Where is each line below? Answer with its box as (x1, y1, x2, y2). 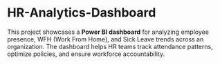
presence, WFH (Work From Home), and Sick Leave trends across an (7, 35, 204, 43)
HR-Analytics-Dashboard (7, 5, 156, 21)
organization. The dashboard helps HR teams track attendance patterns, (7, 42, 213, 50)
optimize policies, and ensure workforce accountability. (7, 50, 165, 58)
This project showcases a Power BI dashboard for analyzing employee (7, 28, 210, 36)
